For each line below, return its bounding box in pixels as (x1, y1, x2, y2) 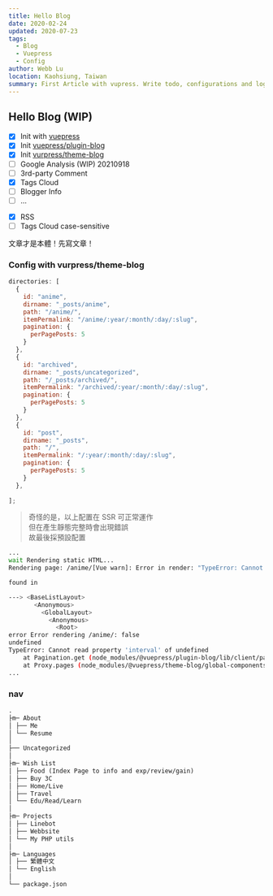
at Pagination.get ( (23, 653, 93, 662)
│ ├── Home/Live (8, 781, 63, 790)
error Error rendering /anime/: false (8, 631, 140, 639)
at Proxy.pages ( (23, 661, 82, 669)
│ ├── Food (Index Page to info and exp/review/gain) (8, 767, 195, 775)
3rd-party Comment (19, 168, 88, 178)
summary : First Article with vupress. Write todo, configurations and (8, 80, 253, 88)
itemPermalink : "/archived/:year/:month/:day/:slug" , (23, 383, 209, 392)
